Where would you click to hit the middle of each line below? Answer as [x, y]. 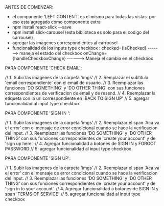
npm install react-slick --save [42, 27]
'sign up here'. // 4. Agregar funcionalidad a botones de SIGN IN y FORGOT [81, 144]
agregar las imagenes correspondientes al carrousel [65, 43]
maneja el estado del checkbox [51, 53]
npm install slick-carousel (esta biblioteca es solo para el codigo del [81, 32]
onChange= [95, 53]
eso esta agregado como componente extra [57, 22]
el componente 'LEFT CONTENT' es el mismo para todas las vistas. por [84, 16]
